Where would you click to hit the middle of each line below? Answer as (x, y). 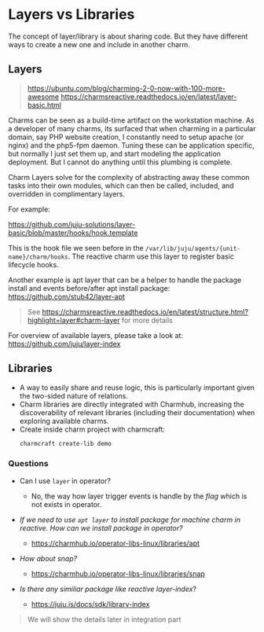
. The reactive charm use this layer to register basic (151, 256)
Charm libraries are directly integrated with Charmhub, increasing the (132, 404)
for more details (147, 320)
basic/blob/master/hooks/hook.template (73, 233)
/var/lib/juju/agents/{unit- (193, 248)
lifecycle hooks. (33, 264)
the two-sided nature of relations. (73, 395)
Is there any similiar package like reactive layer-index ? (108, 589)
